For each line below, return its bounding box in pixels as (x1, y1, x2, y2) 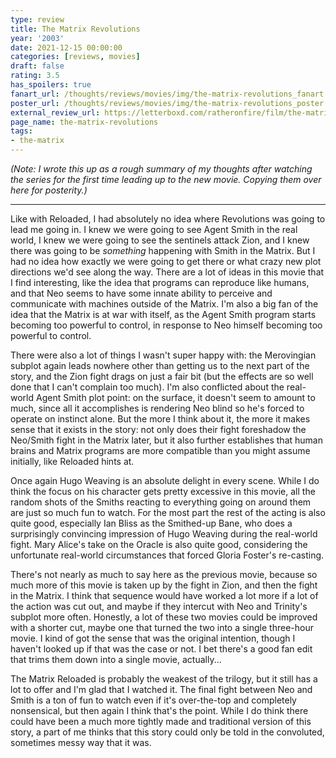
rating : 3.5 (10, 71, 60, 81)
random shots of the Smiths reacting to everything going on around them (10, 496, 312, 508)
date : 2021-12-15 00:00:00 (10, 42, 123, 53)
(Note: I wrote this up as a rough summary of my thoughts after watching (10, 163, 313, 175)
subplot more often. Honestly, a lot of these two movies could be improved (10, 611, 318, 623)
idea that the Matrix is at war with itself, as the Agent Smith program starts (10, 309, 317, 320)
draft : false (10, 61, 65, 71)
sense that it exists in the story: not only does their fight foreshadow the (10, 424, 307, 435)
